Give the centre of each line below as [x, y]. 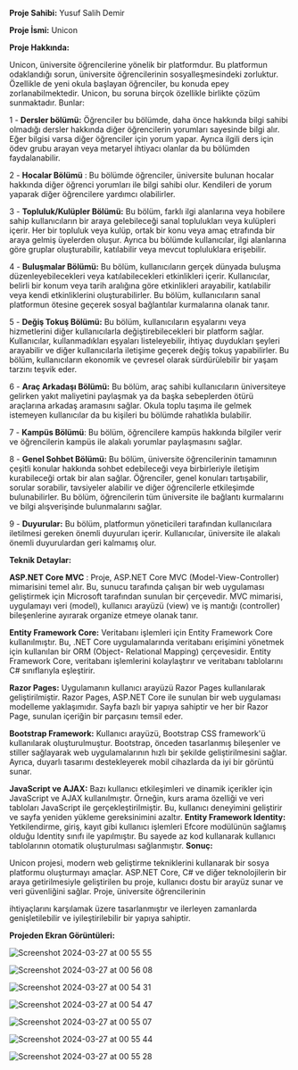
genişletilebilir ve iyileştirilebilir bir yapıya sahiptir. [100, 918]
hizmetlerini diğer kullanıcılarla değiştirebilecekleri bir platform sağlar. [137, 331]
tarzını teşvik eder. [43, 369]
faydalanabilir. [35, 158]
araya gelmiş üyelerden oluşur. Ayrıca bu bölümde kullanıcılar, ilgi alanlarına [148, 240]
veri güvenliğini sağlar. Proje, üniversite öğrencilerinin [108, 891]
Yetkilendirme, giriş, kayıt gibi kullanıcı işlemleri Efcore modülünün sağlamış [148, 826]
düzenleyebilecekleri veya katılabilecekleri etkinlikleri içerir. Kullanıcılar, [140, 276]
